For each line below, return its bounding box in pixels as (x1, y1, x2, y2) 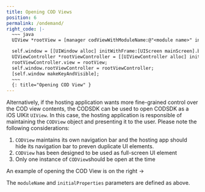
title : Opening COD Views (6, 9, 72, 15)
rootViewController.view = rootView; (12, 59, 108, 66)
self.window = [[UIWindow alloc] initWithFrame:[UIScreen (12, 48, 163, 55)
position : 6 (6, 15, 37, 21)
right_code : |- (6, 26, 45, 32)
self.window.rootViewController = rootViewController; (12, 65, 154, 71)
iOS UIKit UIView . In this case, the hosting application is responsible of (6, 112, 182, 119)
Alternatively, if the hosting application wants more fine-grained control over (6, 98, 198, 106)
